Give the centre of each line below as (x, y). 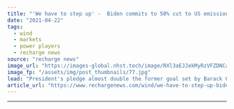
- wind (23, 33)
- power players (37, 46)
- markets (28, 40)
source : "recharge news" (43, 59)
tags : (15, 27)
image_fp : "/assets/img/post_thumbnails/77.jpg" (79, 72)
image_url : (23, 66)
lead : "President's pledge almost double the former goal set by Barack (115, 79)
